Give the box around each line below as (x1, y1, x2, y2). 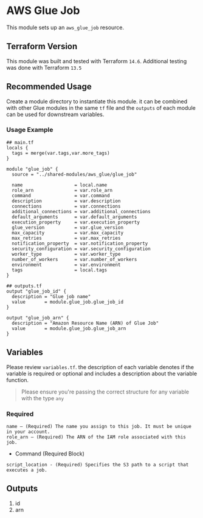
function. (6, 376, 29, 383)
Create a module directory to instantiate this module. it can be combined (6, 98, 188, 105)
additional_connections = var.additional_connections (12, 208, 151, 214)
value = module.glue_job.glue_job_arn (12, 325, 126, 332)
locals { (6, 145, 29, 151)
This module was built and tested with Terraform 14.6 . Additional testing (6, 57, 187, 64)
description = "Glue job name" (12, 293, 91, 299)
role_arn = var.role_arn (12, 187, 113, 193)
